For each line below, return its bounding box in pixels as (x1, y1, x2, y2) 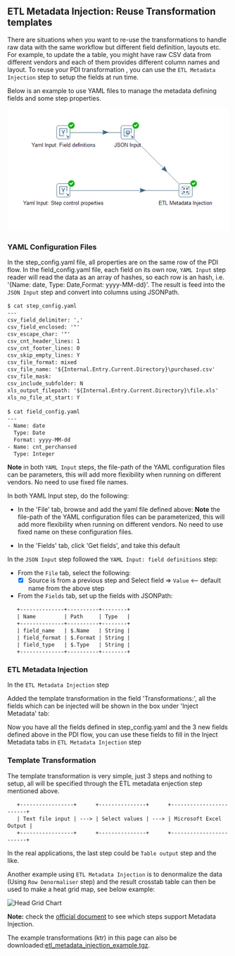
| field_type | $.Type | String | (16, 642, 131, 649)
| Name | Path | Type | (16, 613, 131, 620)
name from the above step (27, 584, 105, 593)
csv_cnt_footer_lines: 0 (7, 345, 80, 352)
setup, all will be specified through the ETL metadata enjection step (7, 779, 203, 788)
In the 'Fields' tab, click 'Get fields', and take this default (17, 541, 181, 550)
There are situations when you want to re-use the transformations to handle (7, 35, 227, 44)
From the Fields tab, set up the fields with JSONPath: (17, 592, 173, 600)
